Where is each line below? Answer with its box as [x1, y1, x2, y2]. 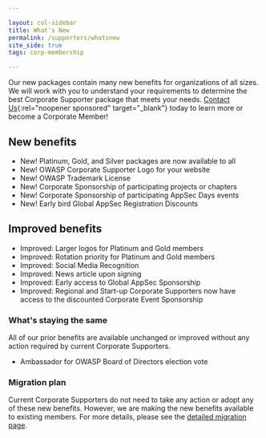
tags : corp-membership [8, 49, 84, 57]
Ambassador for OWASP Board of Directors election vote [19, 357, 208, 367]
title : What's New [8, 26, 70, 34]
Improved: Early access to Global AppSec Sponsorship [19, 278, 201, 287]
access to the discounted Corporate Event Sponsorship [19, 294, 204, 304]
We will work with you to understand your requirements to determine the [8, 86, 248, 96]
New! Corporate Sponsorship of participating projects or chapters [19, 181, 238, 191]
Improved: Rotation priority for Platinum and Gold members [19, 252, 216, 262]
